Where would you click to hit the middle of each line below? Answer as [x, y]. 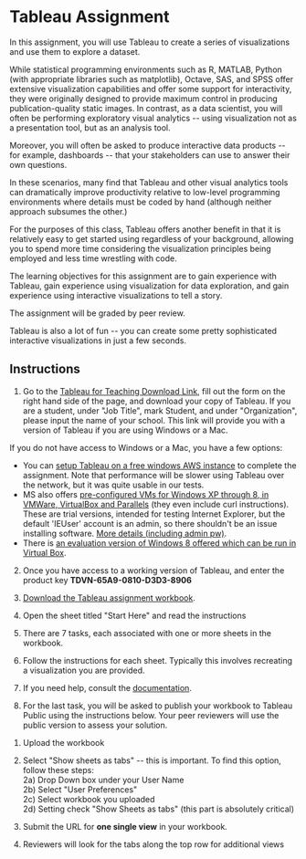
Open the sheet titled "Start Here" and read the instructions [134, 615]
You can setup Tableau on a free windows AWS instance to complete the [159, 465]
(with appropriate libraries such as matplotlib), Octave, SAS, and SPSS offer [152, 79]
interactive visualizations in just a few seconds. [98, 340]
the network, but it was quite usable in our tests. [113, 485]
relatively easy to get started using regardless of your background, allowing [152, 238]
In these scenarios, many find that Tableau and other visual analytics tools [149, 182]
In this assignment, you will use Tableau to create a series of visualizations [150, 42]
